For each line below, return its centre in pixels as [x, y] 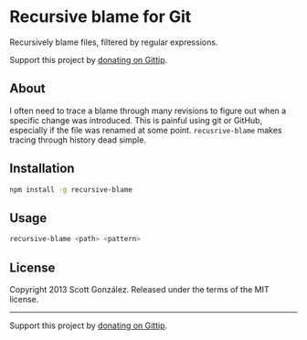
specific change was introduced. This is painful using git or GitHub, [136, 120]
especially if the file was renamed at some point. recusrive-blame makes [146, 130]
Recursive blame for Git [101, 17]
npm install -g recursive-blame [71, 189]
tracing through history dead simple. [78, 140]
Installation [42, 169]
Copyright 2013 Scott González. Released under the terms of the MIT [139, 289]
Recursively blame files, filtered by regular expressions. [114, 42]
